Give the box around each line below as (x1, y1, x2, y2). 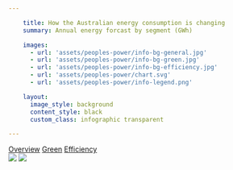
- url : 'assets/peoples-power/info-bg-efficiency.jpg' (29, 64, 218, 72)
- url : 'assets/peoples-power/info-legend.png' (29, 78, 193, 86)
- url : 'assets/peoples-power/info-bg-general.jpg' (29, 48, 207, 56)
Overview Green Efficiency (8, 144, 98, 154)
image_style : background (29, 100, 114, 109)
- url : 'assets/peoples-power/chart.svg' (29, 71, 172, 79)
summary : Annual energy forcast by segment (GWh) (23, 26, 193, 35)
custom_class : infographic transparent (29, 115, 164, 123)
